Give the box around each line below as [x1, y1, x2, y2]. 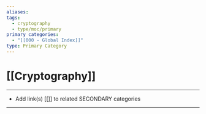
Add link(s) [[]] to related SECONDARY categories [15, 95, 141, 102]
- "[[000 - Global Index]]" [12, 37, 84, 43]
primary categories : [6, 32, 59, 38]
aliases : [6, 9, 29, 15]
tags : [6, 15, 20, 21]
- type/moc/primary [12, 26, 62, 32]
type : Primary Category [6, 43, 67, 49]
